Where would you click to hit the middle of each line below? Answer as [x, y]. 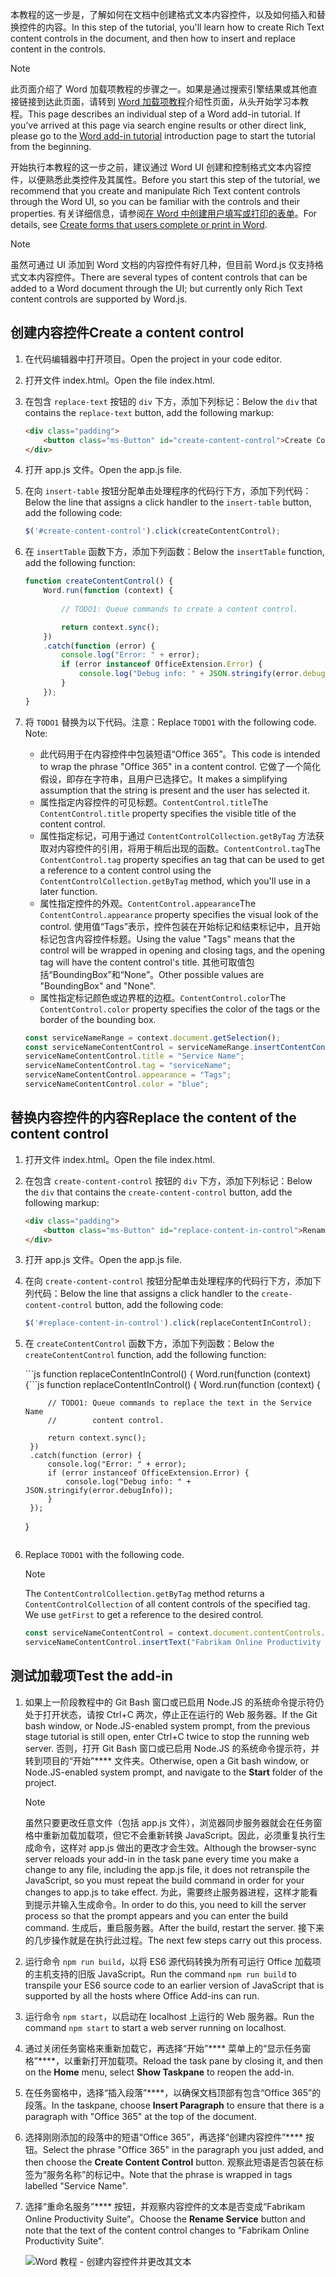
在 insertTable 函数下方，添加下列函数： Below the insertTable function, [174, 552]
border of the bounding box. [98, 1019]
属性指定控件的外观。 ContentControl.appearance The [148, 903]
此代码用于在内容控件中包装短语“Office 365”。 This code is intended [180, 754]
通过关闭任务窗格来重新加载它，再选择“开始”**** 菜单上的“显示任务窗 [168, 2048]
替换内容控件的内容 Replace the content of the [153, 1118]
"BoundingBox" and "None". [98, 985]
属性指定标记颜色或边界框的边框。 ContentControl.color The [163, 997]
